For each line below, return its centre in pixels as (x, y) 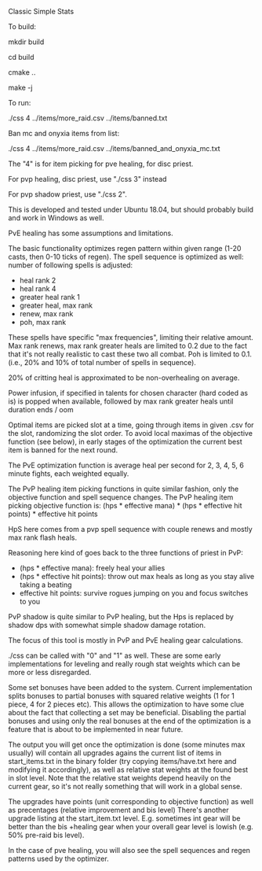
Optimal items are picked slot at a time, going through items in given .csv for (131, 425)
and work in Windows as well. (56, 218)
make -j (20, 87)
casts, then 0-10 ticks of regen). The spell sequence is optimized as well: (126, 257)
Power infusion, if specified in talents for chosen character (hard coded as (128, 393)
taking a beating (45, 585)
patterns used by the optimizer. (58, 858)
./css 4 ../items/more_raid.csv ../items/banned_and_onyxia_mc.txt (115, 148)
